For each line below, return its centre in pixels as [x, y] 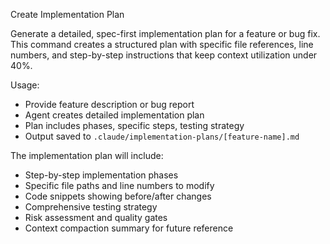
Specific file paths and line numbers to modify [119, 185]
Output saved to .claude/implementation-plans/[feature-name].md [162, 136]
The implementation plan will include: [87, 155]
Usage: [25, 85]
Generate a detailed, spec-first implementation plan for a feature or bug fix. [165, 33]
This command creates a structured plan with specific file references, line [162, 44]
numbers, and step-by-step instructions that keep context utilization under [164, 55]
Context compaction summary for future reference [129, 228]
